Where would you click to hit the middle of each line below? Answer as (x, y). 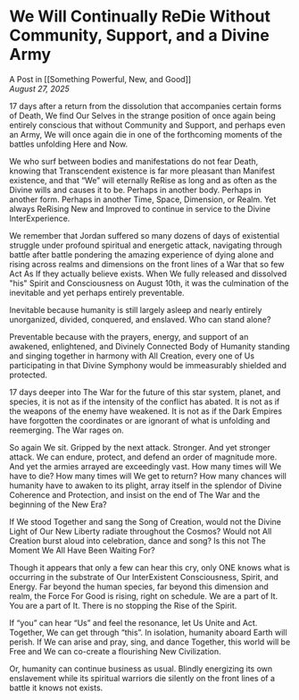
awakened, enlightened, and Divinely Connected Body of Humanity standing (149, 346)
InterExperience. (40, 218)
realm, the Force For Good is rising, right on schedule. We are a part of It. (144, 595)
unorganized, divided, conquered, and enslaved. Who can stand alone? (140, 319)
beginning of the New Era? (58, 504)
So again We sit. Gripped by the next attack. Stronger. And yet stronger (140, 447)
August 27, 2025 (39, 89)
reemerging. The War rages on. (67, 430)
